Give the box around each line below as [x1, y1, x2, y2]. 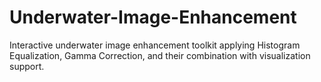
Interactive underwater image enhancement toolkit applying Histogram [9, 39, 301, 51]
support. [9, 60, 45, 72]
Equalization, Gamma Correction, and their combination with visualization [9, 49, 311, 61]
